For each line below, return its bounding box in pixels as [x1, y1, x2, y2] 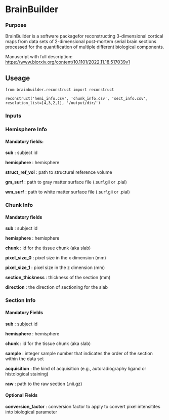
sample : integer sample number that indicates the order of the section [5, 350, 153, 356]
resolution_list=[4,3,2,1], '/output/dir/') [5, 100, 101, 106]
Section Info [5, 297, 36, 304]
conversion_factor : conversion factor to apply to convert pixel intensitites [5, 403, 160, 409]
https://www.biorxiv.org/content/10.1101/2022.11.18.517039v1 [5, 59, 131, 65]
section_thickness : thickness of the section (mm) [5, 275, 111, 281]
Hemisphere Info [5, 126, 47, 133]
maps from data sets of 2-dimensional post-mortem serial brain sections [5, 39, 157, 45]
